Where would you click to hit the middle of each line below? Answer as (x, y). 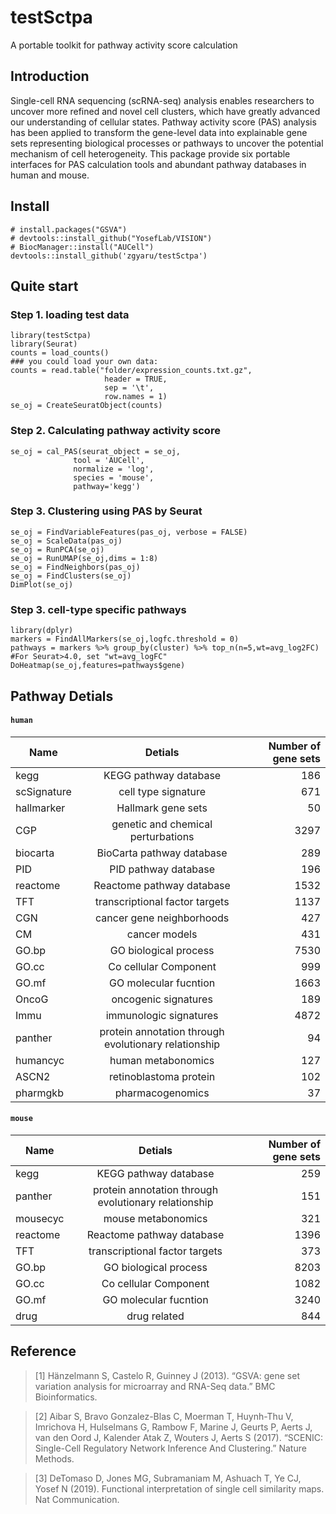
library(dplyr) (42, 631)
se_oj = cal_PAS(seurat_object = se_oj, (96, 451)
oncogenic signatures (162, 999)
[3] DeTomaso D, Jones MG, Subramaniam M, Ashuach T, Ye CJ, (168, 1478)
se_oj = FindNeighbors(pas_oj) (75, 567)
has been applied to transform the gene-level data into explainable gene (159, 132)
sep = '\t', (129, 388)
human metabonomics (162, 1060)
